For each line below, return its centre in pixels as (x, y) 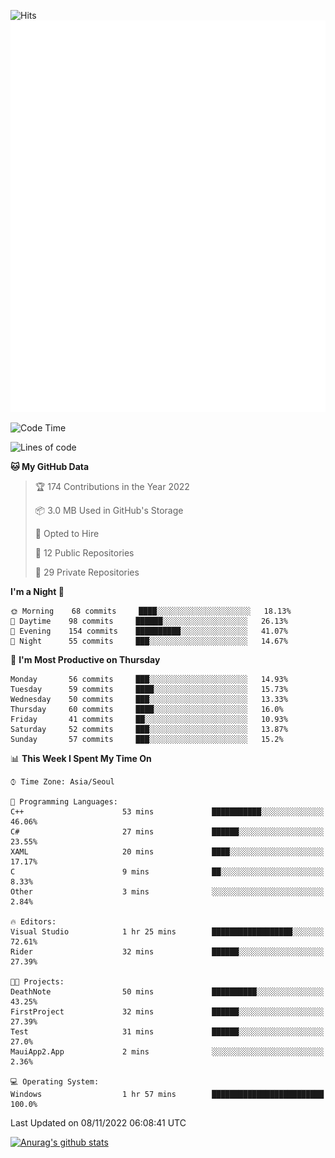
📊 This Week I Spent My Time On (81, 759)
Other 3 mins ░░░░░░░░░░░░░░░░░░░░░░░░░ (167, 892)
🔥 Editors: (33, 922)
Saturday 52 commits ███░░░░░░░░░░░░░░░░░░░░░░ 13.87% (149, 730)
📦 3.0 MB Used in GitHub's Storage (109, 511)
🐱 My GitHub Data (50, 467)
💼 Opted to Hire (67, 534)
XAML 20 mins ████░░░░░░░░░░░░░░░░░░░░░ (167, 852)
